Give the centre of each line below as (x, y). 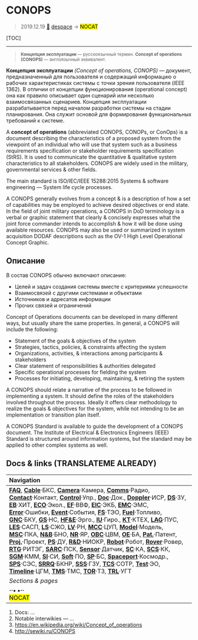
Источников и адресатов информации (62, 299)
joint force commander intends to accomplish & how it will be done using (94, 223)
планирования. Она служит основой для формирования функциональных (99, 114)
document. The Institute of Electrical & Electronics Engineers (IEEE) (88, 432)
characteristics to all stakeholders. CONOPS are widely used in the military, (97, 163)
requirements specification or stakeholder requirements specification (90, 150)
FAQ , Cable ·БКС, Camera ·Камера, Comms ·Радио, (80, 490)
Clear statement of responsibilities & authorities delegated (85, 365)
